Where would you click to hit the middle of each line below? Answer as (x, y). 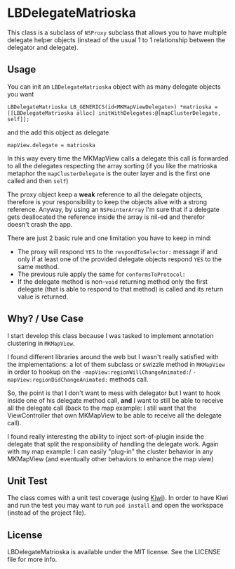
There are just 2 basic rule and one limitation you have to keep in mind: (109, 238)
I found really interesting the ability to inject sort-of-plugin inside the (106, 436)
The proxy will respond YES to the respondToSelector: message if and (117, 251)
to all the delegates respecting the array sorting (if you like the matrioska (112, 165)
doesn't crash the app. (40, 224)
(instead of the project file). (47, 513)
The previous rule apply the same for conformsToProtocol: (101, 274)
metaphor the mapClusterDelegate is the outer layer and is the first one (109, 173)
